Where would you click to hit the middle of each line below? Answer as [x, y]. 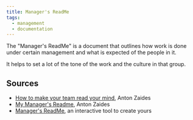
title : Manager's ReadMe [38, 12]
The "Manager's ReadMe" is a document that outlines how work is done [96, 46]
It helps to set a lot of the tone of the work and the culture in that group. [96, 64]
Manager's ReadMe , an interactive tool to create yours [83, 111]
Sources [23, 83]
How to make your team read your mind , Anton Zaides [83, 98]
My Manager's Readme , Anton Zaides [62, 104]
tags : [13, 18]
